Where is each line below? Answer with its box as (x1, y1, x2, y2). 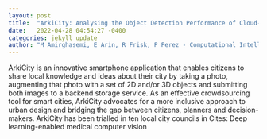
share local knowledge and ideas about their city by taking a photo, (8, 71, 228, 81)
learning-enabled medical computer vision (8, 122, 147, 132)
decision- (227, 105, 259, 115)
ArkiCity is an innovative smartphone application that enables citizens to (8, 63, 245, 72)
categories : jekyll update (8, 33, 98, 42)
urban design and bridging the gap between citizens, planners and (8, 105, 226, 115)
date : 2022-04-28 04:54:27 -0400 (8, 26, 126, 34)
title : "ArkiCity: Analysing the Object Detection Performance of (8, 19, 237, 27)
